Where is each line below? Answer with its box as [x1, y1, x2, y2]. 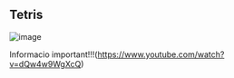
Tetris [9, 7, 44, 23]
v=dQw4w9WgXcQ [9, 58, 82, 69]
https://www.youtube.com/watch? [97, 49, 225, 60]
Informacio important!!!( [9, 49, 98, 60]
